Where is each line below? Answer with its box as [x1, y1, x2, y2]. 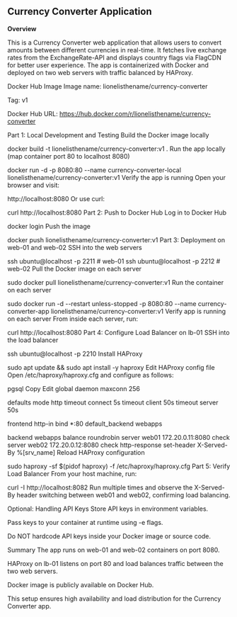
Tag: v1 [7, 96, 28, 104]
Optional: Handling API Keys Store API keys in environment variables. [7, 504, 209, 513]
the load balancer [7, 336, 59, 344]
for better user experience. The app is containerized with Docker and [7, 60, 209, 69]
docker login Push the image [7, 222, 91, 230]
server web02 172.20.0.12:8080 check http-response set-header [7, 441, 196, 449]
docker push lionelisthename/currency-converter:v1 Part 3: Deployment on [7, 235, 225, 244]
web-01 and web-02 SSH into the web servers [7, 243, 143, 251]
